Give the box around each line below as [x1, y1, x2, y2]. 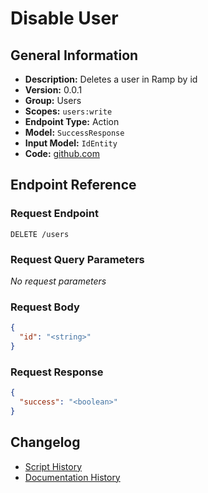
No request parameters [10, 275, 107, 287]
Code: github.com [24, 148, 100, 159]
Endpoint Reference [10, 177, 137, 194]
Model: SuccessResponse [24, 127, 125, 138]
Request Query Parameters [10, 252, 145, 266]
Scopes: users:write [24, 105, 113, 117]
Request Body [10, 300, 80, 314]
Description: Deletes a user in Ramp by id [24, 73, 198, 85]
